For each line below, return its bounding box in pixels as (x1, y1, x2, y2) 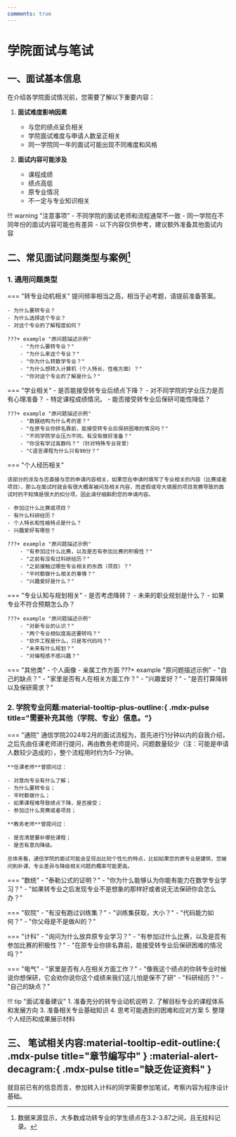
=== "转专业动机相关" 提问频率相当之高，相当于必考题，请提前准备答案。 (7, 292, 220, 301)
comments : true (7, 10, 52, 18)
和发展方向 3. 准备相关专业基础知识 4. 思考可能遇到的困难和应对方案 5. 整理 (7, 1006, 225, 1014)
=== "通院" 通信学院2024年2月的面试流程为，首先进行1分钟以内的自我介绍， (7, 730, 229, 739)
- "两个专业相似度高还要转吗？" (20, 630, 100, 638)
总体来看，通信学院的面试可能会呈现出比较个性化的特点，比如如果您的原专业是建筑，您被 (7, 855, 227, 862)
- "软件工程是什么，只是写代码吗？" (20, 638, 111, 645)
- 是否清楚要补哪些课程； (7, 834, 72, 841)
